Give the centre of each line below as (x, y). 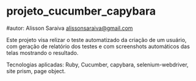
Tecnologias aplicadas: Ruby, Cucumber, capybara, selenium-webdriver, (97, 65)
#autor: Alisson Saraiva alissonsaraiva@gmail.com (70, 28)
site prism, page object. (36, 71)
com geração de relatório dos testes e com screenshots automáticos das (98, 46)
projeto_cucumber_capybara (81, 11)
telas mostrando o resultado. (42, 52)
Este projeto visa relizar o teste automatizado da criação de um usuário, (96, 40)
